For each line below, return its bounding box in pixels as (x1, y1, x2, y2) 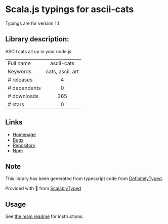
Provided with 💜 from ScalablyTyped (5, 186, 81, 192)
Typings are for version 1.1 (5, 20, 60, 26)
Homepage (12, 131, 36, 138)
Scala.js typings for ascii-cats (5, 4, 134, 15)
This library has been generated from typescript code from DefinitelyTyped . (5, 175, 163, 182)
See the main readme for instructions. (5, 213, 84, 219)
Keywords (8, 68, 32, 75)
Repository (12, 142, 35, 148)
